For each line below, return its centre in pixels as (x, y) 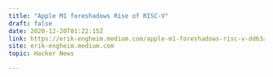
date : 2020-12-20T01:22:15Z (56, 31)
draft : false (30, 24)
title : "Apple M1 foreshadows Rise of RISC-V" (89, 16)
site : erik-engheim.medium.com (61, 46)
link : (17, 38)
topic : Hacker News (41, 53)
